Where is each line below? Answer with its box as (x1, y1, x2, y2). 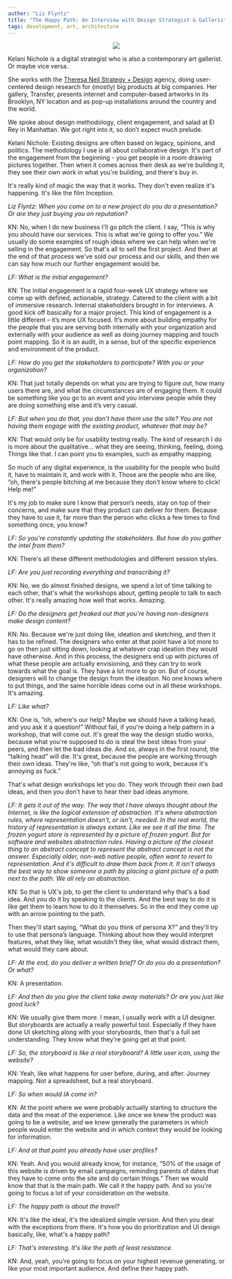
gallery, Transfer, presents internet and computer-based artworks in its (8, 90, 209, 99)
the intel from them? (8, 541, 65, 549)
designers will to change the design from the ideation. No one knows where (8, 674, 222, 683)
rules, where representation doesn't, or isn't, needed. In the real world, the (8, 816, 219, 824)
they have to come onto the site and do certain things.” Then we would (8, 1174, 209, 1182)
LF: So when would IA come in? (8, 1090, 97, 1098)
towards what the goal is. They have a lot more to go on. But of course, (8, 667, 209, 675)
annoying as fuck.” (8, 767, 61, 775)
